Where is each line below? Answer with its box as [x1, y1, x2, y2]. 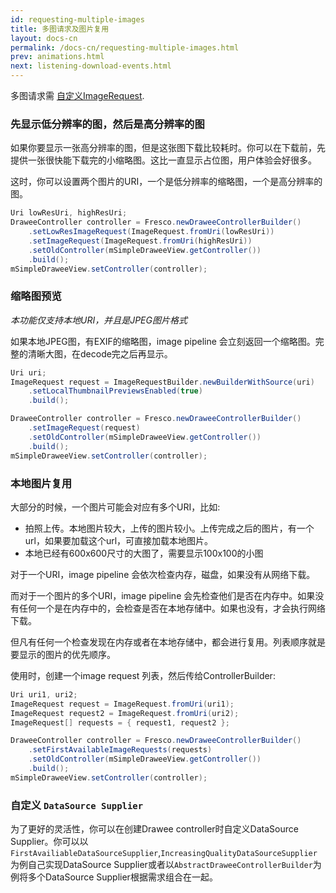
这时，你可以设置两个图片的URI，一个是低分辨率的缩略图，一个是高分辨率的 [10, 176, 323, 188]
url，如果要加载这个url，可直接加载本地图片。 [24, 534, 214, 546]
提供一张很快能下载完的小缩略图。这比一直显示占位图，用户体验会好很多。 [10, 154, 317, 166]
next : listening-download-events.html [10, 61, 172, 71]
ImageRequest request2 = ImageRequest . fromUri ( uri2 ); [10, 708, 240, 718]
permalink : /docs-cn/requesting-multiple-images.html [10, 42, 240, 53]
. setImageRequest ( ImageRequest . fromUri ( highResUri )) [28, 236, 253, 246]
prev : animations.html [10, 52, 105, 62]
